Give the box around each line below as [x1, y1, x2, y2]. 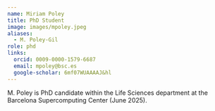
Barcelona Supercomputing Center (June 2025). [7, 96, 147, 104]
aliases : [7, 30, 33, 37]
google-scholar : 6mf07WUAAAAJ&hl [13, 69, 112, 76]
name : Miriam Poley [7, 10, 65, 18]
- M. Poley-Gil [13, 37, 59, 44]
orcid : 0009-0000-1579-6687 [13, 56, 97, 63]
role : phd [7, 43, 37, 50]
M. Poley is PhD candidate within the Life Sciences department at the [7, 89, 208, 97]
